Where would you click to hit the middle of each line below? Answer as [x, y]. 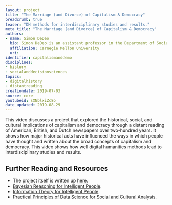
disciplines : [19, 62]
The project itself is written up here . [50, 180]
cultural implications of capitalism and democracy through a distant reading [85, 125]
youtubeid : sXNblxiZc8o [31, 100]
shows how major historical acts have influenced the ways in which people [84, 136]
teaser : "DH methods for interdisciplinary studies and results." [78, 24]
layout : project [23, 10]
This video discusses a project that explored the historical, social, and [79, 120]
